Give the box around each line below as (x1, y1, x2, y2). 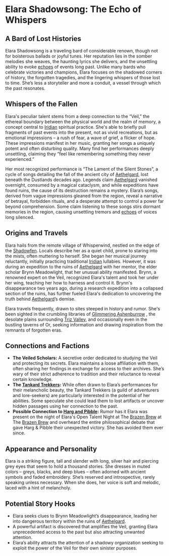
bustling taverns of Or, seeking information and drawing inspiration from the (5, 321, 163, 327)
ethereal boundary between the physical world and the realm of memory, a (5, 119, 161, 125)
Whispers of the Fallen (5, 100, 78, 108)
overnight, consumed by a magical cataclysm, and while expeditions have (5, 182, 159, 188)
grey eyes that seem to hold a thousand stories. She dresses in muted (5, 463, 150, 470)
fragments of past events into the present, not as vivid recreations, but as (5, 129, 158, 135)
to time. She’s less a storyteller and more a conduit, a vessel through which (5, 80, 161, 86)
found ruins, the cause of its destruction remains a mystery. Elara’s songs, (5, 187, 159, 193)
